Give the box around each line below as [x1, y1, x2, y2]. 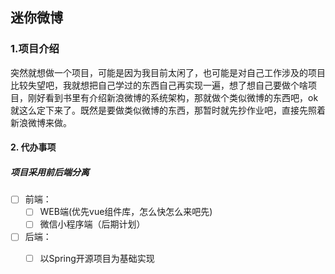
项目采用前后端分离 [10, 166, 90, 178]
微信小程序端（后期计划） [39, 218, 146, 230]
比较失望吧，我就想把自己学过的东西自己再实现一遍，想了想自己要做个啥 [10, 79, 308, 91]
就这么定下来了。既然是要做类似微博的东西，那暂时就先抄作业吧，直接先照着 [10, 104, 326, 116]
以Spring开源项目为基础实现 [39, 252, 155, 264]
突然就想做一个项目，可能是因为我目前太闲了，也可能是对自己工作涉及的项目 [10, 66, 326, 78]
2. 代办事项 [10, 141, 57, 153]
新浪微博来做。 [10, 116, 72, 128]
